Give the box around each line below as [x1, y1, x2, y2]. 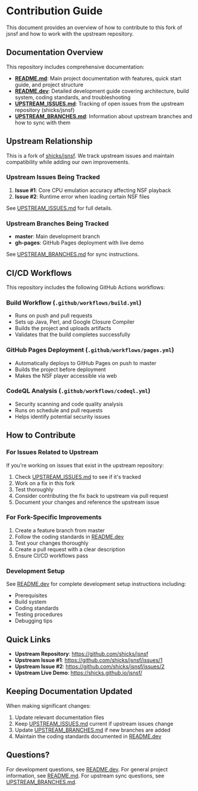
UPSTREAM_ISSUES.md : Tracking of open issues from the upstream [14, 100, 184, 107]
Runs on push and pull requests [14, 312, 93, 319]
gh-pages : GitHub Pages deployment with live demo [14, 239, 144, 246]
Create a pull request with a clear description [14, 545, 125, 553]
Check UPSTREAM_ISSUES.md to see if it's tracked [14, 473, 142, 480]
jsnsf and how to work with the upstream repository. [6, 30, 134, 37]
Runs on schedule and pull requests [14, 406, 103, 414]
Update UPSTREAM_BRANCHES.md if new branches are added [14, 726, 171, 733]
